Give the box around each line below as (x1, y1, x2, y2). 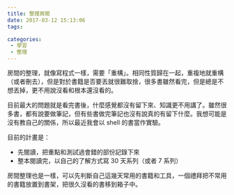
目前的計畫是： (7, 133, 50, 141)
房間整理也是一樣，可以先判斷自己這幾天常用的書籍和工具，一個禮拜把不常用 (7, 171, 227, 180)
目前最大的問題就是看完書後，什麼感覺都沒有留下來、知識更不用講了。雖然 (7, 101, 221, 109)
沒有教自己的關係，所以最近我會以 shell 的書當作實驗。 (7, 118, 165, 126)
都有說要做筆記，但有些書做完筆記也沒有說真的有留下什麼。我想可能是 (25, 109, 227, 118)
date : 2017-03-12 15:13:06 (7, 17, 86, 24)
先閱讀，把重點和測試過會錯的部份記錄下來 (17, 148, 140, 156)
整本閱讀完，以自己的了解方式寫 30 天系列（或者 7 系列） (17, 157, 182, 164)
